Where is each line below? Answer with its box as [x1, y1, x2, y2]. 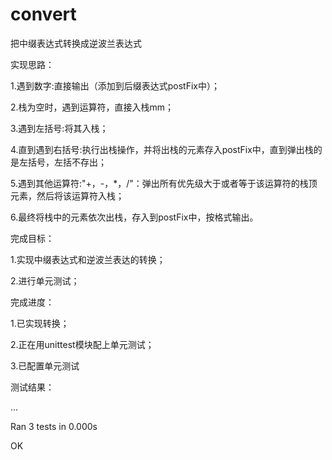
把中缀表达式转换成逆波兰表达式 [10, 37, 142, 49]
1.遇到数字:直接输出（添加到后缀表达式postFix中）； [10, 79, 220, 92]
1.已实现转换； [10, 317, 70, 329]
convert [10, 3, 77, 26]
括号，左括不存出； [27, 156, 107, 168]
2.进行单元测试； [10, 274, 80, 287]
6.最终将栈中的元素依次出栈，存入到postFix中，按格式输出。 [10, 211, 259, 223]
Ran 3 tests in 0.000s [10, 420, 98, 432]
